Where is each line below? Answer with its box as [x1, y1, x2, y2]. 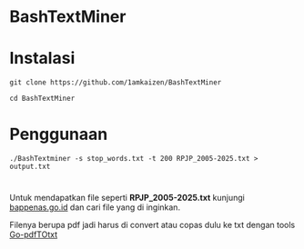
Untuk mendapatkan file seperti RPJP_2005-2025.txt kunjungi [9, 193, 246, 204]
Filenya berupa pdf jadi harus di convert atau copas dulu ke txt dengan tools [9, 220, 296, 231]
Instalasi [9, 48, 76, 69]
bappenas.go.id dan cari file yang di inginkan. [9, 202, 180, 213]
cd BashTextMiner [9, 94, 76, 104]
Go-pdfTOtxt [9, 229, 58, 240]
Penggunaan [9, 124, 108, 144]
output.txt [9, 162, 51, 172]
